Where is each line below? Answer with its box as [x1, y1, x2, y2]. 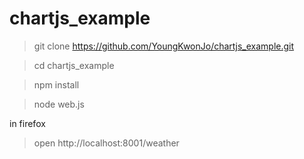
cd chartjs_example [33, 59, 115, 71]
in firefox [9, 117, 46, 129]
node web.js [33, 98, 85, 110]
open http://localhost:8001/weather [33, 137, 180, 149]
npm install [33, 78, 80, 91]
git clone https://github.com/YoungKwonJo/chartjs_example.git [33, 40, 295, 52]
